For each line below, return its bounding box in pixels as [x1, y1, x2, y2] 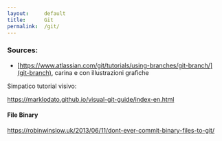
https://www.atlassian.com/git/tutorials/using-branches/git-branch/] [19, 61, 213, 69]
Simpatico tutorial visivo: [7, 82, 77, 90]
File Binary [7, 111, 38, 119]
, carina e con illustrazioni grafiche [51, 68, 149, 76]
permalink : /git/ [7, 23, 60, 30]
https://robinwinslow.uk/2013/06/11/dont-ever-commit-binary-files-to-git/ [7, 126, 215, 134]
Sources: [7, 45, 38, 55]
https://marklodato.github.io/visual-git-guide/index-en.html [7, 95, 175, 103]
